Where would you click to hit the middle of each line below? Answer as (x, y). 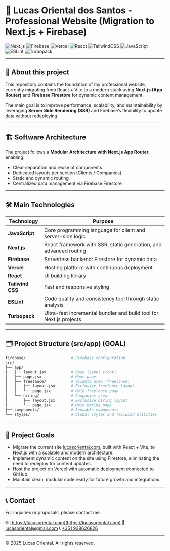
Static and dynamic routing (41, 178)
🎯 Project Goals (30, 435)
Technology (24, 221)
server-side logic (65, 237)
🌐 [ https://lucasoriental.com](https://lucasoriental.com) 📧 (65, 523)
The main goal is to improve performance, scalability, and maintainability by (84, 105)
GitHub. (20, 474)
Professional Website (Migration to (80, 21)
